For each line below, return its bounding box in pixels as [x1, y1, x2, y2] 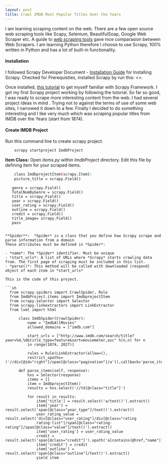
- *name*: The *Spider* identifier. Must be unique [5, 251, 114, 256]
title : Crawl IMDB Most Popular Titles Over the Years [5, 12, 121, 17]
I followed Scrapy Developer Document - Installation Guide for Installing [5, 69, 152, 75]
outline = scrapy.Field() [11, 207, 66, 212]
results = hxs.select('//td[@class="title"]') [27, 385, 126, 390]
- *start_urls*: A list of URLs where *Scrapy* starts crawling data [5, 255, 153, 260]
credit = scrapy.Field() [11, 211, 64, 216]
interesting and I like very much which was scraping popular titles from [5, 110, 150, 116]
